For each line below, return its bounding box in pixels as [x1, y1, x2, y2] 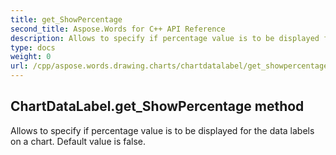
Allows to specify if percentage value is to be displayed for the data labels [10, 124, 315, 136]
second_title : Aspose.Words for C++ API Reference [10, 24, 226, 34]
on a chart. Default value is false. [10, 135, 147, 147]
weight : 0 [10, 52, 52, 62]
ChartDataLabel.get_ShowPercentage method [10, 98, 305, 115]
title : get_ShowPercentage [10, 14, 123, 25]
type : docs [10, 42, 56, 53]
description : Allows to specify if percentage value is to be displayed [10, 33, 320, 43]
